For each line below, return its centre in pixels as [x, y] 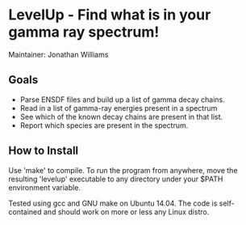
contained [25, 211]
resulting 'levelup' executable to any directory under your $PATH [116, 179]
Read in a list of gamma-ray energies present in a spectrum [119, 108]
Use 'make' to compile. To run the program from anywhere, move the [123, 170]
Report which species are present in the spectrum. [104, 125]
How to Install [44, 151]
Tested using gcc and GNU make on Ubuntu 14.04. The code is [113, 203]
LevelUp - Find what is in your [110, 15]
